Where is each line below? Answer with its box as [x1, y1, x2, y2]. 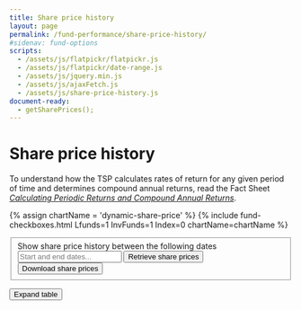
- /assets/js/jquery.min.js [17, 72, 123, 81]
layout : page [9, 22, 58, 31]
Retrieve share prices [128, 252, 199, 261]
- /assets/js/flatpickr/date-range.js [17, 64, 164, 73]
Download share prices [22, 264, 99, 274]
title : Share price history [9, 13, 115, 22]
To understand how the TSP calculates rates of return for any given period [9, 173, 285, 184]
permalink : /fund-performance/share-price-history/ [9, 30, 207, 39]
